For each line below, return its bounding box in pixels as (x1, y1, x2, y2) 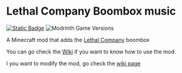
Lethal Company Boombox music (6, 4, 177, 18)
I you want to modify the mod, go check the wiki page (6, 60, 141, 67)
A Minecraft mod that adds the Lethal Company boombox (6, 36, 150, 43)
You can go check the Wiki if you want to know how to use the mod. (6, 47, 177, 55)
